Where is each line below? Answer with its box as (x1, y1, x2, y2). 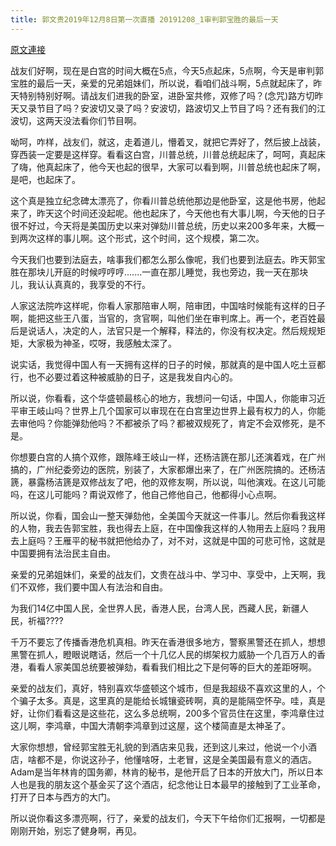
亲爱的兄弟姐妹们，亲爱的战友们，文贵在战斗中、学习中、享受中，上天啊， (10, 568, 317, 580)
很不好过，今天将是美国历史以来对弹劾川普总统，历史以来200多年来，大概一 (10, 219, 325, 231)
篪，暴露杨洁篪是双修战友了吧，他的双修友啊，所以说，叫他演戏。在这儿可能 (10, 476, 326, 488)
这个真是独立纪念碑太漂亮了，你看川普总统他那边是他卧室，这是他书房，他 (10, 194, 317, 206)
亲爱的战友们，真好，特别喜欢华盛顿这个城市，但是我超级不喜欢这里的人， (10, 682, 317, 694)
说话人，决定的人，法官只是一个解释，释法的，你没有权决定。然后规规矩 (27, 324, 326, 336)
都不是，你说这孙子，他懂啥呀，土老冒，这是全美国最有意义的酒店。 (36, 753, 317, 765)
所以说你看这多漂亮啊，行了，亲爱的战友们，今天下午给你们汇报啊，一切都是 (10, 812, 326, 824)
